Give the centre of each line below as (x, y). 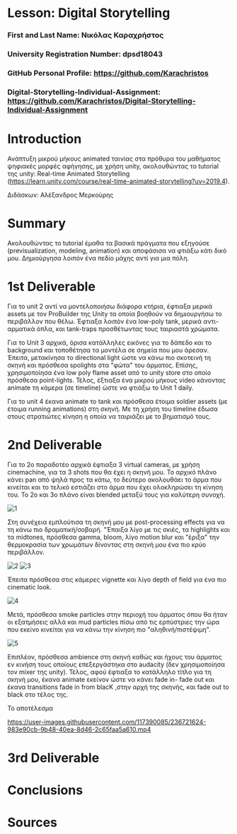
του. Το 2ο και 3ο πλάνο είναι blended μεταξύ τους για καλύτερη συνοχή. (116, 494)
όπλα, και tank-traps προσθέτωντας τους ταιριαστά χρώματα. (128, 329)
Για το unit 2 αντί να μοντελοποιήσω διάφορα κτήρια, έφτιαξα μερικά (110, 306)
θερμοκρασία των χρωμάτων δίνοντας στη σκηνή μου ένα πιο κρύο (107, 544)
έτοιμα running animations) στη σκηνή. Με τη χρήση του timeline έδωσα (112, 409)
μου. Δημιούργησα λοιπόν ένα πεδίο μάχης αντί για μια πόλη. (98, 258)
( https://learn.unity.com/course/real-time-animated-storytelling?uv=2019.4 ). (118, 181)
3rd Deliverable (53, 758)
